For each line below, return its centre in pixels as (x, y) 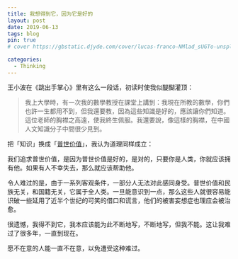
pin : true (22, 40)
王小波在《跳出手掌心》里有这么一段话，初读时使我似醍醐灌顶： (100, 87)
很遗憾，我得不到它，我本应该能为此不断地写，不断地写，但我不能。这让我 (116, 224)
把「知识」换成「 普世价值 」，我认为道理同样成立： (80, 144)
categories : (25, 60)
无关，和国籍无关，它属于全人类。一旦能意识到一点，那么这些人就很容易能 (122, 191)
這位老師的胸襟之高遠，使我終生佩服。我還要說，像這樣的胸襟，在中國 (127, 120)
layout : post (27, 21)
